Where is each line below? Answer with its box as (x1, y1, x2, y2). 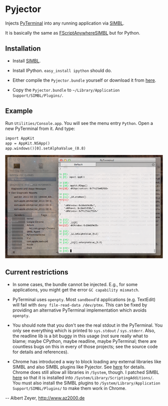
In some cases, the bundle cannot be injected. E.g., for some (12, 281, 138, 287)
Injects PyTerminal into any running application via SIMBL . (5, 20, 124, 26)
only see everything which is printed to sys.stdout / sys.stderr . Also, (12, 327, 156, 333)
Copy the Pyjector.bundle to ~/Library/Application (12, 87, 120, 93)
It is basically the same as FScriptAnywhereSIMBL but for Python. (5, 30, 140, 36)
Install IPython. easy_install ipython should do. (12, 67, 112, 73)
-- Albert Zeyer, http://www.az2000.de (5, 395, 85, 401)
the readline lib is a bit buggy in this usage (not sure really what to (12, 333, 148, 339)
